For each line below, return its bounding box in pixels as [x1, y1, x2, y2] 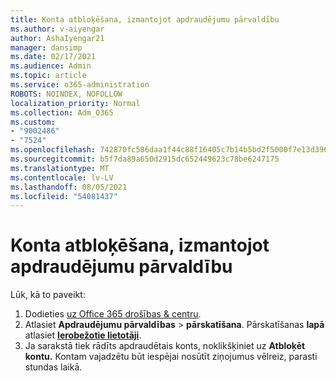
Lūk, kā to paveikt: [10, 289, 86, 301]
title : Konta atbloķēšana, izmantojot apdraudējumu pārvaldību [10, 14, 280, 25]
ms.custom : [10, 117, 56, 127]
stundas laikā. [24, 361, 83, 373]
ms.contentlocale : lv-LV [10, 172, 114, 183]
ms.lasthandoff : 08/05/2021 [10, 182, 128, 192]
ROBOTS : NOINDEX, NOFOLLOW [10, 89, 123, 99]
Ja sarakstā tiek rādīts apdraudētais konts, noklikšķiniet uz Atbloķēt [24, 340, 306, 352]
